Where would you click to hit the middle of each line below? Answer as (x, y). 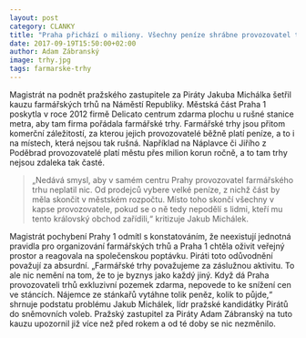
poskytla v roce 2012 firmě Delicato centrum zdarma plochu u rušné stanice (152, 114)
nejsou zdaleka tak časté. (57, 162)
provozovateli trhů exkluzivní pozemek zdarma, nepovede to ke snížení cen (150, 284)
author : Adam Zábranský (55, 52)
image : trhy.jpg (40, 60)
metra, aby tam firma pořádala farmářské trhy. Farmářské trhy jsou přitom (147, 123)
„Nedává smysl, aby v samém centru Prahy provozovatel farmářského (163, 179)
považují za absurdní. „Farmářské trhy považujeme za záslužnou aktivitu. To (152, 265)
